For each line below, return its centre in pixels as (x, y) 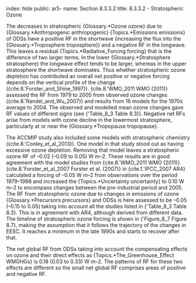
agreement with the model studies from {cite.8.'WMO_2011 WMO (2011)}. (94, 162)
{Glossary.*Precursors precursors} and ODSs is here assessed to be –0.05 (97, 200)
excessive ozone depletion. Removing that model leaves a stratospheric (93, 150)
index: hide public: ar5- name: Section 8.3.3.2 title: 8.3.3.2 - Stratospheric (95, 9)
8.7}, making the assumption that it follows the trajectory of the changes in (96, 225)
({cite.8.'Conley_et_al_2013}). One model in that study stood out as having (95, 144)
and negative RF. (26, 274)
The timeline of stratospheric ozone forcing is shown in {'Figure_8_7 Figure (97, 219)
